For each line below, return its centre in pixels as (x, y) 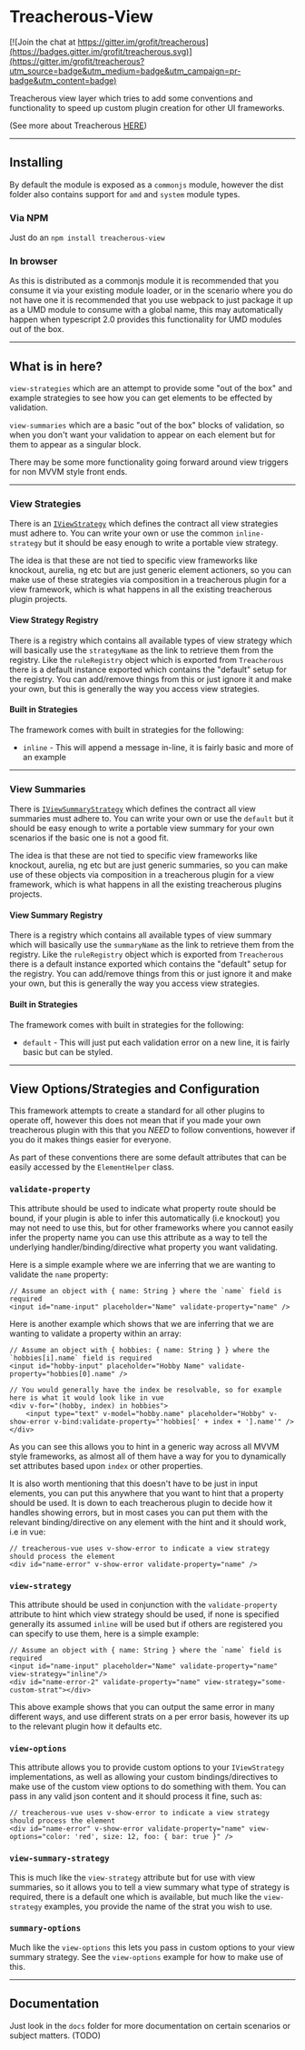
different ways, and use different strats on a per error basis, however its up (149, 1716)
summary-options (45, 1929)
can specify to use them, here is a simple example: (104, 1633)
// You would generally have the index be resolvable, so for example (146, 1390)
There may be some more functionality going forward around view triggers (149, 462)
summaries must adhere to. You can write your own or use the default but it (152, 819)
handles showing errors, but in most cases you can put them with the (139, 1512)
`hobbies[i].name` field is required (81, 1358)
